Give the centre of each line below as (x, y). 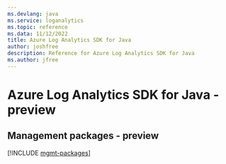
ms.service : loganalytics (45, 20)
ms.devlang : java (33, 14)
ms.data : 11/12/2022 (38, 34)
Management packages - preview (83, 136)
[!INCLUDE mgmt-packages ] (49, 153)
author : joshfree (33, 47)
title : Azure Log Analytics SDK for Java (69, 40)
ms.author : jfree (33, 60)
